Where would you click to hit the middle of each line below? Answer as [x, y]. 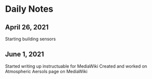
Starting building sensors [30, 39]
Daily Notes [29, 9]
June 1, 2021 [25, 54]
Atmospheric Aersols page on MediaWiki [46, 71]
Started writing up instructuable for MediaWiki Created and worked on [76, 66]
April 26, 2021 [27, 27]
